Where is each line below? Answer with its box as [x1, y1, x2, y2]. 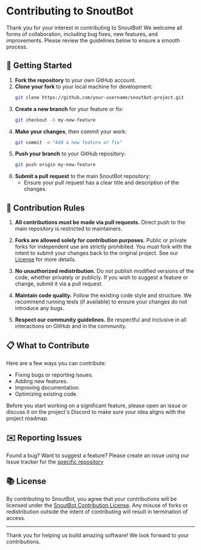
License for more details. [14, 256, 77, 263]
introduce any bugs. [14, 305, 65, 312]
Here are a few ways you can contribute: [6, 359, 106, 366]
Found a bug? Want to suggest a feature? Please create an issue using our [6, 452, 190, 459]
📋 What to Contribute [6, 341, 90, 351]
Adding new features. [14, 377, 68, 384]
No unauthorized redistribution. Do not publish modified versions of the [14, 268, 194, 275]
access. [6, 514, 26, 521]
